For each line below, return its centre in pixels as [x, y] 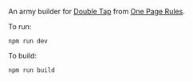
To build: [23, 56]
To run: [20, 26]
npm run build [32, 70]
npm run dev [28, 41]
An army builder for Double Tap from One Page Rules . [96, 11]
